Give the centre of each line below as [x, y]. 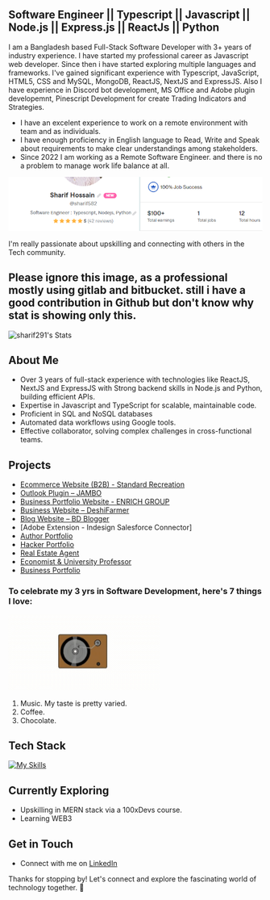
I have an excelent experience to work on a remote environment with [134, 123]
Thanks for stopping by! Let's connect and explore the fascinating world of [132, 879]
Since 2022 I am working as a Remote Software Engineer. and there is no [141, 157]
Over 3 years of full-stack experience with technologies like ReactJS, [135, 379]
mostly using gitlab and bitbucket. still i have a [127, 290]
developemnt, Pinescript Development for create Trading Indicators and [127, 98]
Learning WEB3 [46, 818]
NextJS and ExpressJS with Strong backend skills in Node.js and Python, [141, 388]
